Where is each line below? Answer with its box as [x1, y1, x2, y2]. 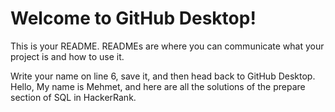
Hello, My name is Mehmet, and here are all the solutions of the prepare [10, 80, 306, 92]
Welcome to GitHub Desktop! [10, 7, 257, 30]
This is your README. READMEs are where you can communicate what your [10, 40, 325, 52]
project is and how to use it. [10, 50, 125, 62]
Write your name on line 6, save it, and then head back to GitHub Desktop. [10, 70, 316, 82]
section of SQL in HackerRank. [10, 91, 137, 103]
